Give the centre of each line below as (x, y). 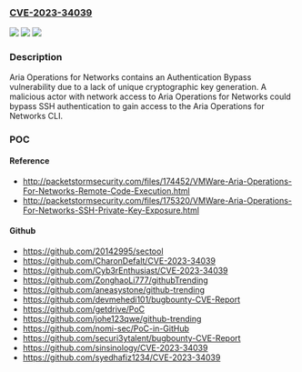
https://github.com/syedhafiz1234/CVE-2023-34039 (121, 357)
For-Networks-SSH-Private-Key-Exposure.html (111, 210)
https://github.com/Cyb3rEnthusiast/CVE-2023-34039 (126, 270)
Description (36, 57)
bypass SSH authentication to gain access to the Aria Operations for (137, 106)
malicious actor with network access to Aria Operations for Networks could (150, 96)
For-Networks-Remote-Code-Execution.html (106, 191)
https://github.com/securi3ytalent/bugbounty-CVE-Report (131, 337)
